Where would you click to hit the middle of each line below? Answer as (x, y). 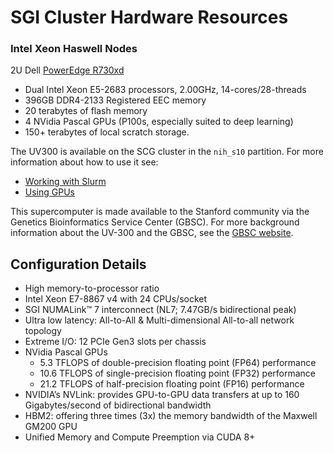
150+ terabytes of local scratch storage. (107, 132)
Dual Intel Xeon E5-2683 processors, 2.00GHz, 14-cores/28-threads (165, 90)
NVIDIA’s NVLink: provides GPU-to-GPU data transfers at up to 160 (162, 395)
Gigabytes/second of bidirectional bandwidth (118, 405)
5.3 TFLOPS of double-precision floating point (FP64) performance (178, 363)
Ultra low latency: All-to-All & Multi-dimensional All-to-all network (159, 320)
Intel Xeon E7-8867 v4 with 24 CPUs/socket (116, 299)
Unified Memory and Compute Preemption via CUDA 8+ (140, 437)
